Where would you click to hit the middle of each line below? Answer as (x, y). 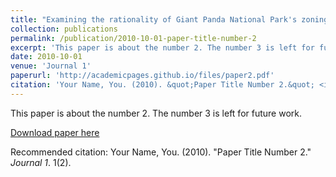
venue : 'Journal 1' (51, 66)
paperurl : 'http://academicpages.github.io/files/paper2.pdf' (142, 76)
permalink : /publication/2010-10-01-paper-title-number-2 (133, 38)
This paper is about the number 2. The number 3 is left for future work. (156, 113)
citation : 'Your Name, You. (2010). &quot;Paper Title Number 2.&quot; (162, 85)
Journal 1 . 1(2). (41, 162)
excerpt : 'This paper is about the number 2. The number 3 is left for (162, 47)
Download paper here (55, 132)
